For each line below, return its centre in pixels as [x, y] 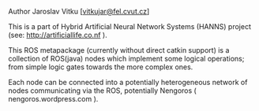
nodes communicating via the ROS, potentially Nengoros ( [103, 91]
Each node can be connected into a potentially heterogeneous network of [128, 82]
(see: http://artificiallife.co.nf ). [58, 35]
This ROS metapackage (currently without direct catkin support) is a [119, 50]
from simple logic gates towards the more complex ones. [101, 67]
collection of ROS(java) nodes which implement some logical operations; [126, 59]
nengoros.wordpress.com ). [53, 99]
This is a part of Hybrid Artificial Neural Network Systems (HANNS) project [129, 26]
